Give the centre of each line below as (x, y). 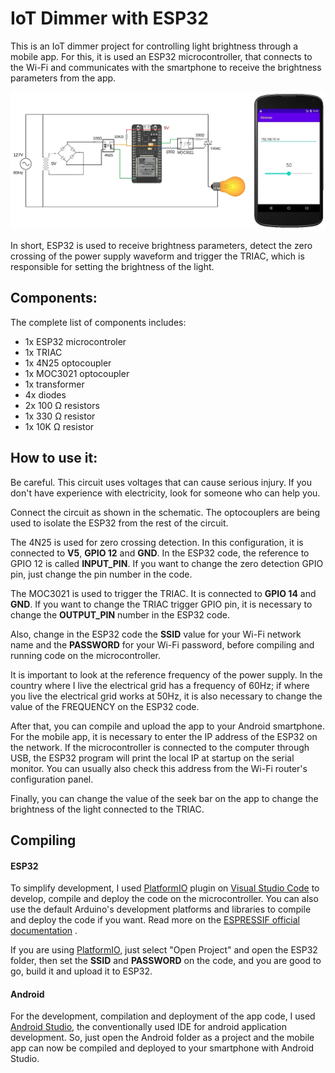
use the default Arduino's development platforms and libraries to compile (161, 909)
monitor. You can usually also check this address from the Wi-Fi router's (159, 768)
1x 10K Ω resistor (59, 426)
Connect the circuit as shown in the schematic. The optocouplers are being (165, 512)
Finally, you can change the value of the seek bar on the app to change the (164, 798)
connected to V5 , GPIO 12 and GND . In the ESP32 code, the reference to (160, 553)
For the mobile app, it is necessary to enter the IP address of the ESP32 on (164, 736)
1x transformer (54, 384)
